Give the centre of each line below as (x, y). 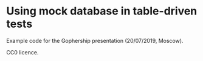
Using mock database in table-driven (102, 11)
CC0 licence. (22, 52)
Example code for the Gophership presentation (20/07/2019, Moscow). (95, 40)
